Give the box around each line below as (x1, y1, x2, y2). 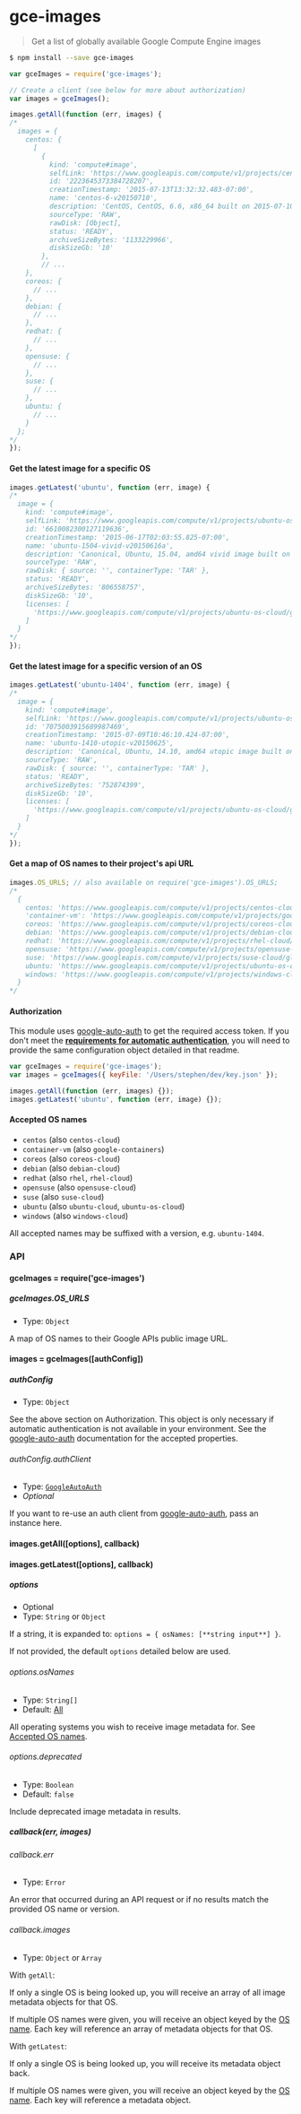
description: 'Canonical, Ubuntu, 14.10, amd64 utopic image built (25, 747, 282, 757)
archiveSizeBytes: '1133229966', (48, 235, 175, 244)
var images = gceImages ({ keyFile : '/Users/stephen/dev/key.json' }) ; (9, 1070, 279, 1079)
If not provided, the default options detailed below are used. (9, 1646, 231, 1657)
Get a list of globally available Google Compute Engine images (30, 36, 262, 47)
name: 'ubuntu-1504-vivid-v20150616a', (25, 541, 175, 550)
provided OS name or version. (9, 1903, 120, 1915)
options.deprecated (9, 1751, 82, 1763)
